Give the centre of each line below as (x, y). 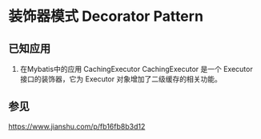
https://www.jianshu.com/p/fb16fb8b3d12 (77, 126)
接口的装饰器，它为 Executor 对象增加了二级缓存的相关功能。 (120, 79)
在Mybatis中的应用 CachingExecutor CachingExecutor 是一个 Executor (137, 69)
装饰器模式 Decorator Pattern (106, 16)
